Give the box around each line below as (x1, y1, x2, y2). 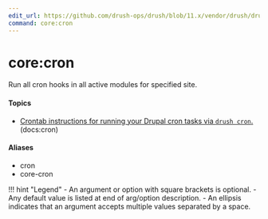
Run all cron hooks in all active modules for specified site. (8, 80, 198, 90)
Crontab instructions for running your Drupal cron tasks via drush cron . (19, 116, 254, 125)
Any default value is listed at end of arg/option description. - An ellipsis (8, 193, 242, 202)
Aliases (8, 143, 34, 153)
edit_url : (8, 11, 41, 20)
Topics (8, 98, 32, 108)
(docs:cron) (19, 125, 58, 134)
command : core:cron (8, 19, 73, 27)
